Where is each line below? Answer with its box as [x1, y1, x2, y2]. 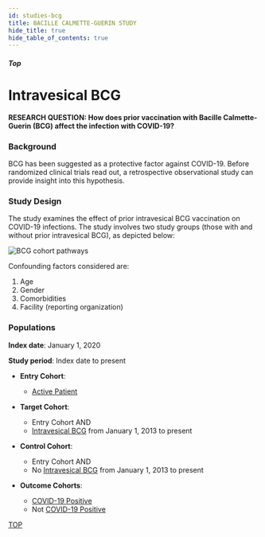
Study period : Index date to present [8, 356, 126, 365]
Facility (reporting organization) [19, 302, 123, 312]
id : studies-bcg [8, 11, 62, 20]
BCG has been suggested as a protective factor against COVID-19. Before [8, 159, 249, 169]
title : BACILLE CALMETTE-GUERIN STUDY [8, 19, 137, 27]
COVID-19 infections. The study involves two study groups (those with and [8, 222, 253, 232]
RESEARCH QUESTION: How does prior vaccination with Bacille [8, 112, 222, 122]
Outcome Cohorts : [19, 481, 83, 490]
